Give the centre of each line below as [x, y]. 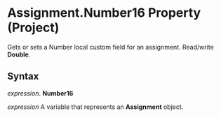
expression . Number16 [40, 93]
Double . [19, 54]
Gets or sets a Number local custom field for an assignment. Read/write [110, 47]
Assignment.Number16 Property [104, 13]
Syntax [23, 76]
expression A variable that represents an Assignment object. [95, 107]
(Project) [33, 28]
